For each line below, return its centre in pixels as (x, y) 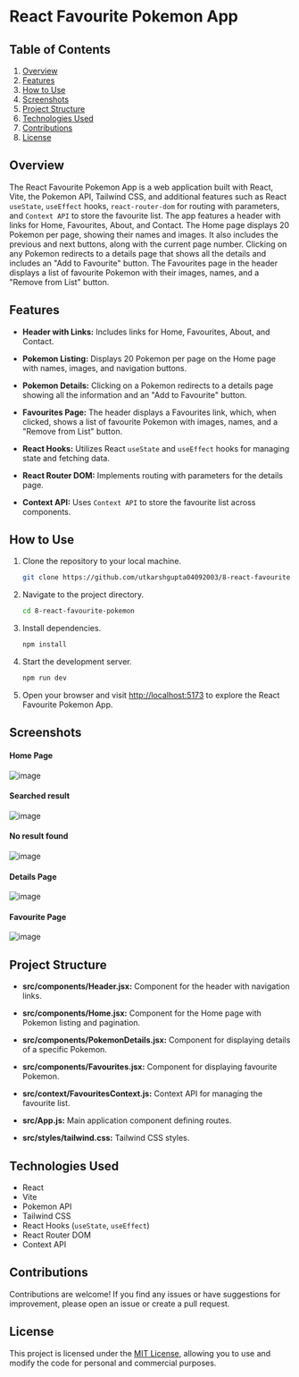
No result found (39, 836)
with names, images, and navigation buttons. (104, 367)
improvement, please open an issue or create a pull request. (120, 1304)
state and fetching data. (66, 458)
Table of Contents (60, 50)
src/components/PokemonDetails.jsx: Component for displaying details (156, 1040)
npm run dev (44, 678)
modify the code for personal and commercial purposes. (113, 1363)
